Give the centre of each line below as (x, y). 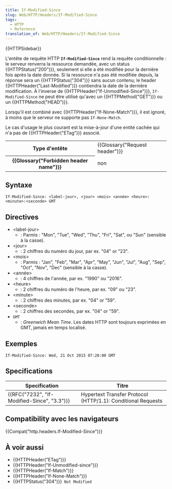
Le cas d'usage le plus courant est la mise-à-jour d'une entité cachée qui (82, 127)
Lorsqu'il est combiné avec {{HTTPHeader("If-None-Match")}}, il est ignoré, (85, 112)
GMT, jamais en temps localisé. (53, 328)
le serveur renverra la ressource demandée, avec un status (68, 64)
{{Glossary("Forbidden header (50, 161)
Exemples (21, 344)
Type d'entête (50, 148)
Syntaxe (19, 185)
